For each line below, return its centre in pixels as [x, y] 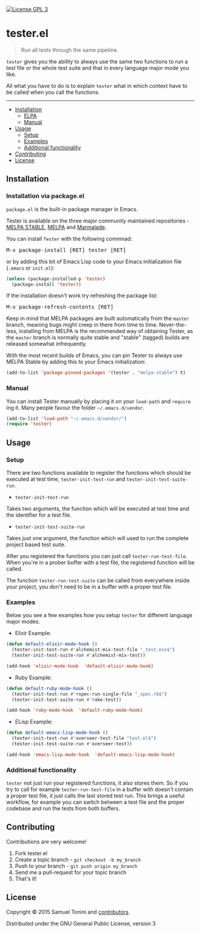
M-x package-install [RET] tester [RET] [66, 250]
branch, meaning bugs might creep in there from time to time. [82, 325]
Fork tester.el [31, 853]
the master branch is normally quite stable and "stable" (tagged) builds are [98, 337]
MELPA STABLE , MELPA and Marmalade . [56, 227]
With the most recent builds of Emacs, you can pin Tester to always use [94, 355]
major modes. [23, 621]
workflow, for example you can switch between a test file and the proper [95, 802]
